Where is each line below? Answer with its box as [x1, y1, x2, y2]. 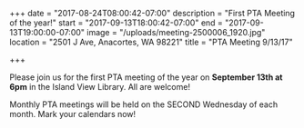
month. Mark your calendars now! [9, 109, 137, 119]
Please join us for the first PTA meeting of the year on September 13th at [9, 72, 283, 83]
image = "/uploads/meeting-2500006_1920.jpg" [86, 27, 266, 37]
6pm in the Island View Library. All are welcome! [9, 82, 191, 92]
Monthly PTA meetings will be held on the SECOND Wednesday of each [9, 99, 279, 110]
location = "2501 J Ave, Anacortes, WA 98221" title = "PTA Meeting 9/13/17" [9, 36, 293, 47]
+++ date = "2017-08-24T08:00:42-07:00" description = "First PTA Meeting [9, 8, 296, 18]
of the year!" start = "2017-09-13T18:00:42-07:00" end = [9, 17, 223, 28]
